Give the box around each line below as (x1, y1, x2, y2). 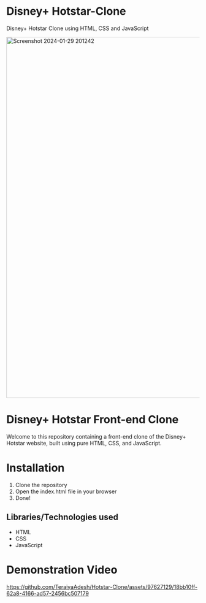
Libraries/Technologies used (6, 512, 118, 523)
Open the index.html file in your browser (15, 488, 117, 495)
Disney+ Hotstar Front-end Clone (6, 413, 179, 427)
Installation (6, 461, 65, 475)
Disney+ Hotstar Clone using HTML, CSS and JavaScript (6, 25, 149, 32)
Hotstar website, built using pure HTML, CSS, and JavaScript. (6, 439, 162, 447)
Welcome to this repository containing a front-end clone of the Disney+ (6, 432, 186, 440)
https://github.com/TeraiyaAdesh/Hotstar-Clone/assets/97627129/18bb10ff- (6, 583, 198, 590)
